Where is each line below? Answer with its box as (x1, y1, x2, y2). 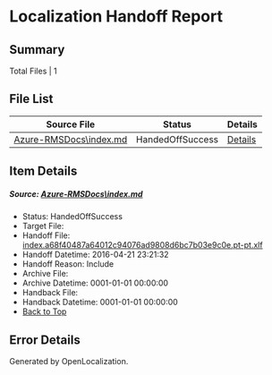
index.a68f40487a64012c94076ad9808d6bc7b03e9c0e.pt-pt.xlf (21, 240, 263, 251)
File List (9, 91, 54, 107)
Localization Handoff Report (9, 6, 224, 27)
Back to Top (21, 306, 67, 317)
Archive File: (21, 268, 69, 279)
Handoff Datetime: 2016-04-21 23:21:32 (21, 249, 169, 260)
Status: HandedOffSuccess (21, 211, 123, 222)
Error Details (9, 332, 81, 347)
